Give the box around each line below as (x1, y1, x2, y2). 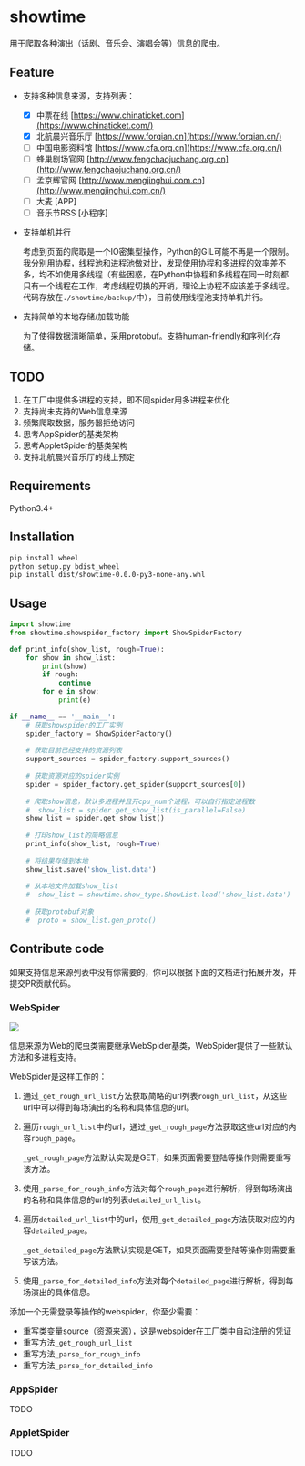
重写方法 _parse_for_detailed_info (22, 1359, 153, 1370)
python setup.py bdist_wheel (9, 561, 120, 571)
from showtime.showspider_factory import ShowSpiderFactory (9, 628, 243, 637)
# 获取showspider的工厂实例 (25, 720, 123, 729)
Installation (9, 529, 75, 545)
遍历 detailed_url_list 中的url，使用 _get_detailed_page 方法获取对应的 (22, 1213, 288, 1224)
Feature (9, 65, 55, 80)
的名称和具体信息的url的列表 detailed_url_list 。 (22, 1194, 207, 1205)
